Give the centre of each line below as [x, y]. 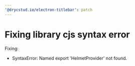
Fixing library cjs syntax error [67, 34]
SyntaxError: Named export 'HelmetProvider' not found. [70, 58]
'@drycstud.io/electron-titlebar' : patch [49, 10]
